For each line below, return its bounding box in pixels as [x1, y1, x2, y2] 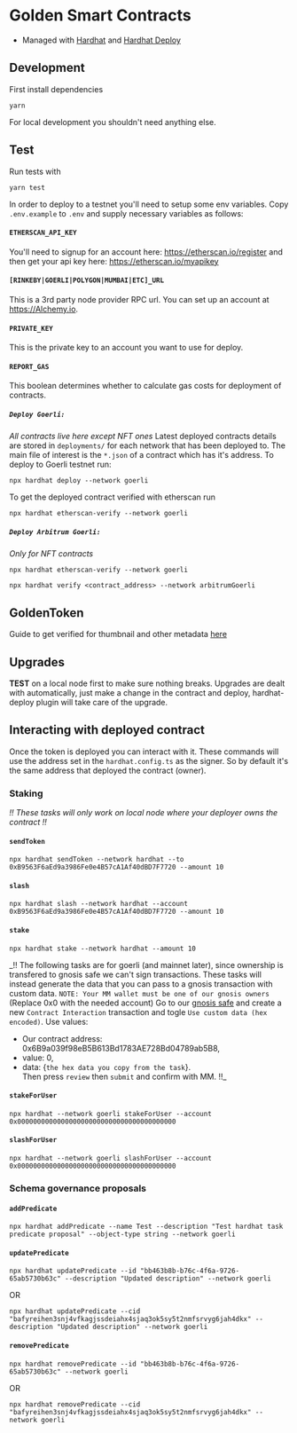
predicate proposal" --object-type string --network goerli [9, 1230, 237, 1239]
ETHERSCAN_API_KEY [9, 228, 77, 238]
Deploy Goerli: [9, 410, 66, 419]
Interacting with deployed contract [9, 722, 206, 737]
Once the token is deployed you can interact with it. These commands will [9, 746, 279, 757]
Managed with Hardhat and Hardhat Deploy [21, 35, 182, 45]
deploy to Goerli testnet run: [9, 459, 112, 470]
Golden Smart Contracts [9, 5, 192, 26]
